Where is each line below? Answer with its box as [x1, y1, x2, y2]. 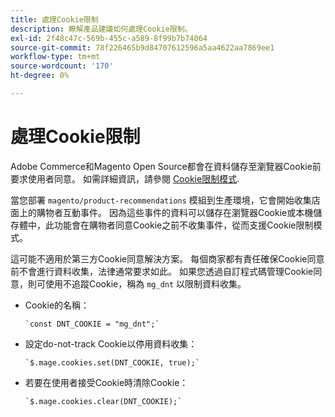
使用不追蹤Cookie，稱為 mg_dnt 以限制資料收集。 [44, 277, 247, 290]
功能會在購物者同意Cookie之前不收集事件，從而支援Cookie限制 [53, 219, 314, 231]
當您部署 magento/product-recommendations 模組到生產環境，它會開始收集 [10, 194, 312, 206]
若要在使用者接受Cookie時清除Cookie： [24, 376, 189, 388]
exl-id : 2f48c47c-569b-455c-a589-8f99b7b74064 [10, 33, 208, 43]
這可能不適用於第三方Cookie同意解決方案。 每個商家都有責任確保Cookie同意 [10, 252, 325, 265]
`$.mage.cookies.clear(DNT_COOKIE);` [24, 396, 183, 406]
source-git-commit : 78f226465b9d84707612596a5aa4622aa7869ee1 [10, 42, 275, 53]
